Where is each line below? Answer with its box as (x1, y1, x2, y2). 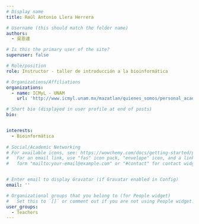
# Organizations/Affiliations (6, 79, 81, 85)
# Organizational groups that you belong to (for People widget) (6, 193, 171, 199)
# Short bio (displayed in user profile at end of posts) (6, 106, 152, 113)
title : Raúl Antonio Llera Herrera (6, 14, 94, 20)
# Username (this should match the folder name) (6, 25, 129, 31)
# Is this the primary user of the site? (6, 47, 110, 53)
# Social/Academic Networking (6, 144, 81, 150)
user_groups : (6, 204, 38, 210)
